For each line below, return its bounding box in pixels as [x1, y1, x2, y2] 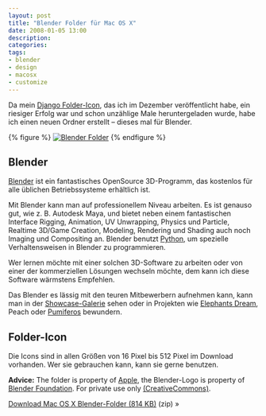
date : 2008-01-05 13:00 [8, 26, 87, 34]
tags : [8, 49, 26, 56]
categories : [8, 41, 48, 49]
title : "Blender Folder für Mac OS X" [8, 19, 137, 27]
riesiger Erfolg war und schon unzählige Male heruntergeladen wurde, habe [8, 108, 256, 118]
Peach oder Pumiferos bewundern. [8, 307, 123, 317]
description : [8, 33, 52, 42]
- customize [8, 78, 48, 86]
